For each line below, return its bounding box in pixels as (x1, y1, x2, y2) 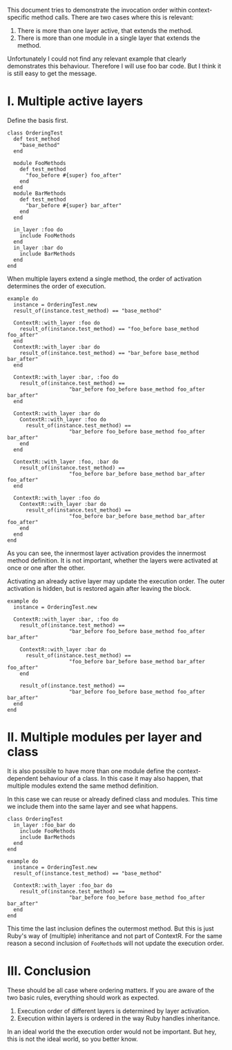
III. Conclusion (7, 963, 91, 979)
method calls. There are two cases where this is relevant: (31, 13, 194, 21)
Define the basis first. (7, 116, 68, 124)
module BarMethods (13, 190, 67, 197)
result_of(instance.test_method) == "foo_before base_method (19, 325, 199, 332)
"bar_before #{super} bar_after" (25, 202, 122, 209)
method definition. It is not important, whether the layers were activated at (7, 556, 218, 565)
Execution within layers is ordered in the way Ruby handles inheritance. (17, 1014, 220, 1022)
